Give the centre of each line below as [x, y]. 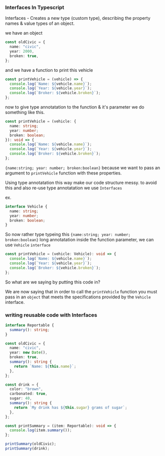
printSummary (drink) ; [27, 449]
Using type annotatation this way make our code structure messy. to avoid [81, 182]
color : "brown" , [26, 389]
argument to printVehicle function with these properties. [63, 173]
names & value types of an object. [40, 23]
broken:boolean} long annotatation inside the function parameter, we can [80, 240]
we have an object [24, 33]
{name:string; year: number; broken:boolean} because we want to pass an [82, 168]
